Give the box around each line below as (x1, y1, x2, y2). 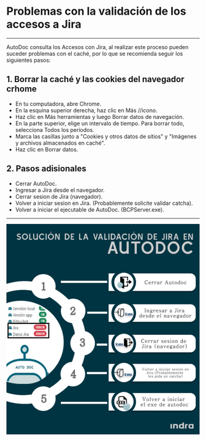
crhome (6, 84, 37, 94)
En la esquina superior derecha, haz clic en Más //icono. (15, 106, 158, 114)
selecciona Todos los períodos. (15, 126, 94, 133)
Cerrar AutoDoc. (15, 180, 57, 187)
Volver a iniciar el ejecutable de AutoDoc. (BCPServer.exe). (15, 205, 164, 213)
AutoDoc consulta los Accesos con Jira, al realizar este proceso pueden (6, 43, 189, 50)
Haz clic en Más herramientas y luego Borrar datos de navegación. (15, 113, 185, 120)
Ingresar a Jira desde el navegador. (15, 186, 105, 194)
